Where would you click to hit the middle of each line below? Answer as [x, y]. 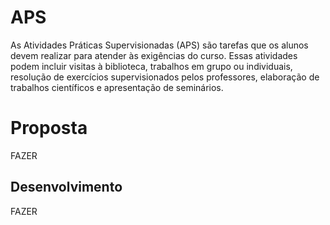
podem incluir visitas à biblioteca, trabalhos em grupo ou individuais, [151, 66]
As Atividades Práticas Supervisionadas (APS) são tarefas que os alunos [159, 45]
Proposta [49, 128]
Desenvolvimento [66, 187]
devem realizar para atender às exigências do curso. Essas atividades [154, 55]
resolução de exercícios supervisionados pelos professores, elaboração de [165, 77]
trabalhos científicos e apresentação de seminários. [117, 87]
